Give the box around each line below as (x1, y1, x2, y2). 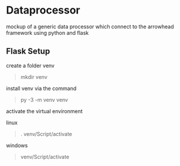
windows (6, 142, 28, 149)
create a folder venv (6, 62, 55, 69)
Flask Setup (6, 47, 50, 57)
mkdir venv (20, 73, 48, 80)
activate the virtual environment (6, 107, 83, 115)
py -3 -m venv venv (20, 96, 69, 103)
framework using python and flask (6, 29, 89, 36)
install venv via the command (6, 85, 77, 92)
